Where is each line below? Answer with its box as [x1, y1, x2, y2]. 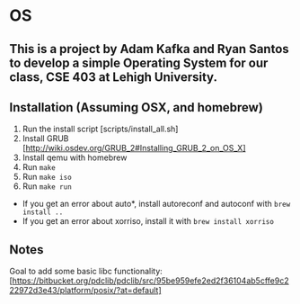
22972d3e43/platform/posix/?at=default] [9, 285, 162, 296]
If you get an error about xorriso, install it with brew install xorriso [22, 216, 274, 227]
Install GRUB [22, 133, 69, 144]
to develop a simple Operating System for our [9, 55, 269, 70]
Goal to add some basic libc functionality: [9, 266, 163, 277]
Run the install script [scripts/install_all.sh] [22, 123, 179, 135]
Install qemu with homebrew [22, 152, 128, 163]
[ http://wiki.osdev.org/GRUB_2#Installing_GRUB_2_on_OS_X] [22, 143, 246, 154]
